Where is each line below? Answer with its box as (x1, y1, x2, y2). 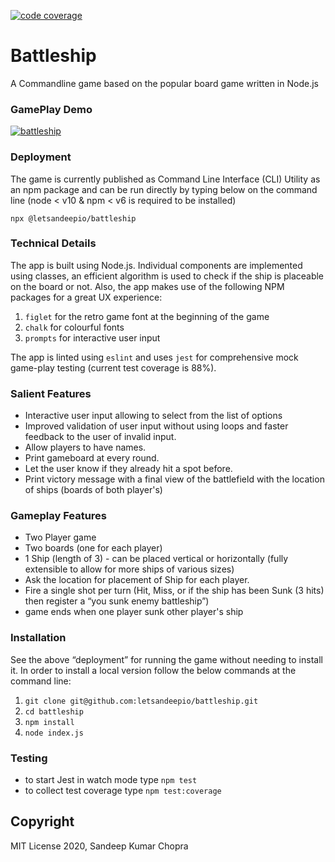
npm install (24, 717, 75, 727)
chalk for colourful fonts (24, 321, 125, 333)
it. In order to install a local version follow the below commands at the (10, 664, 297, 676)
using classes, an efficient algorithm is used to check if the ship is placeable (10, 270, 325, 282)
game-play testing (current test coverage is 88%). (10, 361, 217, 374)
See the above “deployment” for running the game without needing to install (10, 653, 323, 665)
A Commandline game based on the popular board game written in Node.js (10, 77, 319, 89)
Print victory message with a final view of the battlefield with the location (24, 473, 325, 485)
